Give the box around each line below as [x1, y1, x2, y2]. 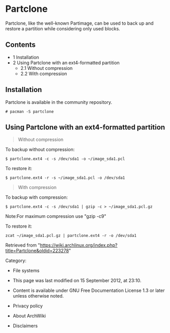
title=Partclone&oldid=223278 [5, 248, 69, 254]
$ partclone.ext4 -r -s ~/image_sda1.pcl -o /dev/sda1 [5, 175, 125, 180]
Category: [5, 257, 27, 264]
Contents [5, 41, 36, 49]
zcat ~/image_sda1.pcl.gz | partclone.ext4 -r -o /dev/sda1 [5, 233, 137, 238]
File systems [12, 268, 40, 274]
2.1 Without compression [20, 65, 73, 71]
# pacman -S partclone [5, 109, 54, 114]
